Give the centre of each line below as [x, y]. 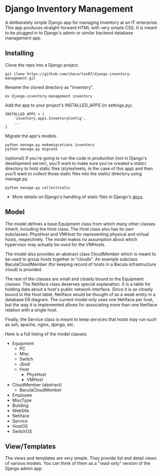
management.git [20, 78]
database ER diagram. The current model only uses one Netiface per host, [80, 299]
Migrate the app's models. [31, 136]
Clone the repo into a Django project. [42, 65]
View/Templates [30, 446]
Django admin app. [24, 469]
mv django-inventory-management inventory [49, 96]
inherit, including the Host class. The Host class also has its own [69, 229]
